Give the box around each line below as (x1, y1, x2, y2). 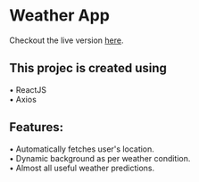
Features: (9, 120, 64, 135)
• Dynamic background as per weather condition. (9, 153, 191, 163)
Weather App (9, 5, 110, 26)
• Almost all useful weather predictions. (9, 162, 155, 173)
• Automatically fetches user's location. (9, 144, 154, 154)
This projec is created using (9, 61, 168, 76)
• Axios (9, 94, 37, 104)
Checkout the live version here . (9, 35, 124, 45)
